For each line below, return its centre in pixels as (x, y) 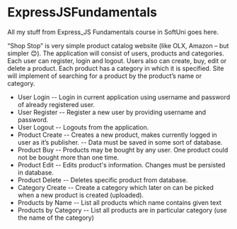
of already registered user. (56, 104)
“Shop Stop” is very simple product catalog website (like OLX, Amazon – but (118, 45)
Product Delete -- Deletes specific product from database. (103, 180)
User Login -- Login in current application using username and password (124, 97)
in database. (36, 172)
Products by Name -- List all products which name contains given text (119, 202)
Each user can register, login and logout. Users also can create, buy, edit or (117, 60)
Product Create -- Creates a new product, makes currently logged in (117, 135)
